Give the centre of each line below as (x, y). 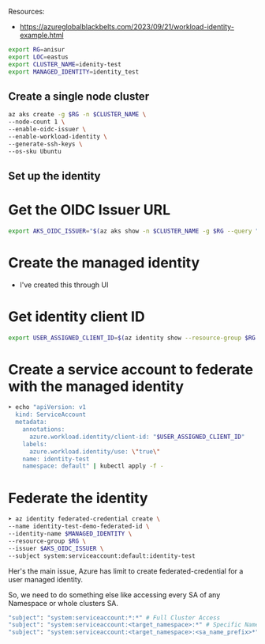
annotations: (44, 430)
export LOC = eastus (38, 57)
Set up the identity (54, 176)
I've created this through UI (64, 285)
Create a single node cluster (79, 96)
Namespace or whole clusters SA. (63, 603)
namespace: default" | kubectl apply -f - (93, 466)
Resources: (26, 11)
